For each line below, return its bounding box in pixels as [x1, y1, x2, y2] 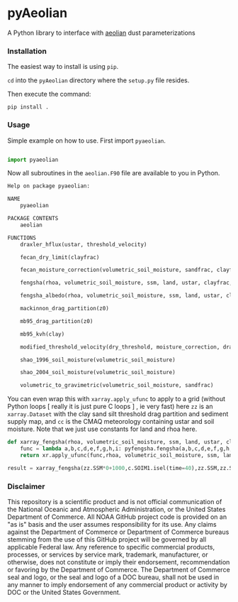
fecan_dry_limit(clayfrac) [20, 253, 100, 261]
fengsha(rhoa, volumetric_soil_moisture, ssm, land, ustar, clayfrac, [20, 279, 233, 287]
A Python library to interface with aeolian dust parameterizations [7, 28, 196, 37]
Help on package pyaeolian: [7, 182, 91, 190]
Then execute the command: [7, 90, 91, 99]
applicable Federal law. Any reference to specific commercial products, [7, 542, 215, 551]
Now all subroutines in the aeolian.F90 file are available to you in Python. [7, 169, 220, 177]
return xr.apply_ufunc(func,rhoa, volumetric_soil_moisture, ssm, [20, 451, 220, 459]
